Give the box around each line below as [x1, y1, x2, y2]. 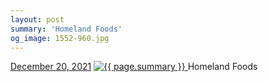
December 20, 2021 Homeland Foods [10, 61, 258, 73]
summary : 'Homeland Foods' [10, 24, 123, 34]
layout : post [10, 14, 65, 25]
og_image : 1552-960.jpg [10, 33, 110, 43]
